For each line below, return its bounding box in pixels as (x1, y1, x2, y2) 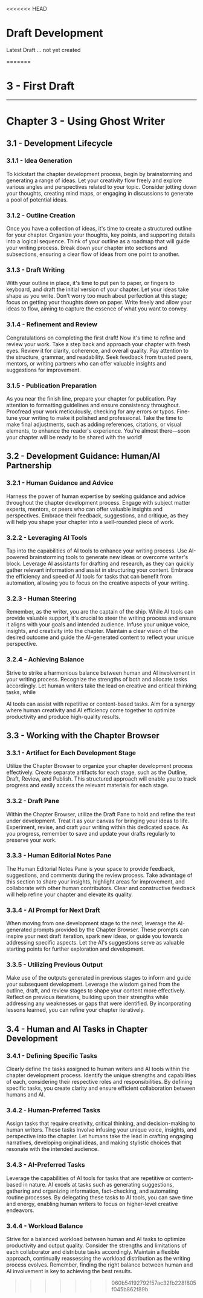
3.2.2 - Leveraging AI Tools (6, 533, 88, 542)
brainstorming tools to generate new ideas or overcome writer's (29, 553, 188, 560)
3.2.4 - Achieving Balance (6, 655, 85, 664)
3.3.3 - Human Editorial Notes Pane (6, 851, 112, 860)
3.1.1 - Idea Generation (6, 157, 72, 165)
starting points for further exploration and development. (6, 945, 145, 952)
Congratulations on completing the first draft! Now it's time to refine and (6, 334, 186, 341)
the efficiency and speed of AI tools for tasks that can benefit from (6, 572, 172, 580)
